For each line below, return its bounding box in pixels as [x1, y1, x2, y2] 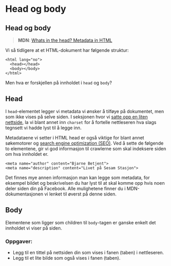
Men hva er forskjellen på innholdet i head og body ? [5, 80, 112, 85]
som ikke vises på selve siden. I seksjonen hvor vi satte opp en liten [5, 114, 148, 120]
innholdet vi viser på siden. [5, 225, 62, 231]
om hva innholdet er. [5, 151, 49, 157]
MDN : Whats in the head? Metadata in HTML [17, 37, 113, 43]
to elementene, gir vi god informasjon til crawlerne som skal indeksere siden [5, 145, 166, 152]
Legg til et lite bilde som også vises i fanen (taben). [12, 255, 121, 261]
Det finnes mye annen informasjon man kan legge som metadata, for [5, 174, 150, 181]
